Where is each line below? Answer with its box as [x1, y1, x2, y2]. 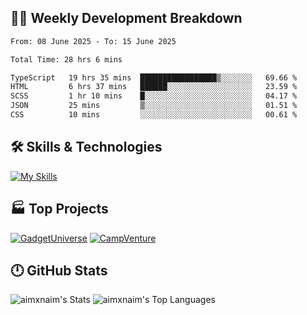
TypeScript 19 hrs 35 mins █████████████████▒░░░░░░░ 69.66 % [10, 72, 298, 83]
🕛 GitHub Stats [10, 262, 108, 279]
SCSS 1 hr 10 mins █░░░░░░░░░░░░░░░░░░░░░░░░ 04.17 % [10, 91, 298, 101]
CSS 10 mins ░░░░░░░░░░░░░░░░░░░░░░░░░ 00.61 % [10, 110, 298, 120]
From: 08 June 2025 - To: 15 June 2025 [10, 36, 177, 46]
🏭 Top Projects [10, 201, 109, 218]
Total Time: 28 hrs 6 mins [10, 54, 123, 65]
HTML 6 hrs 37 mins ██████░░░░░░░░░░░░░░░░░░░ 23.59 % [10, 82, 298, 92]
